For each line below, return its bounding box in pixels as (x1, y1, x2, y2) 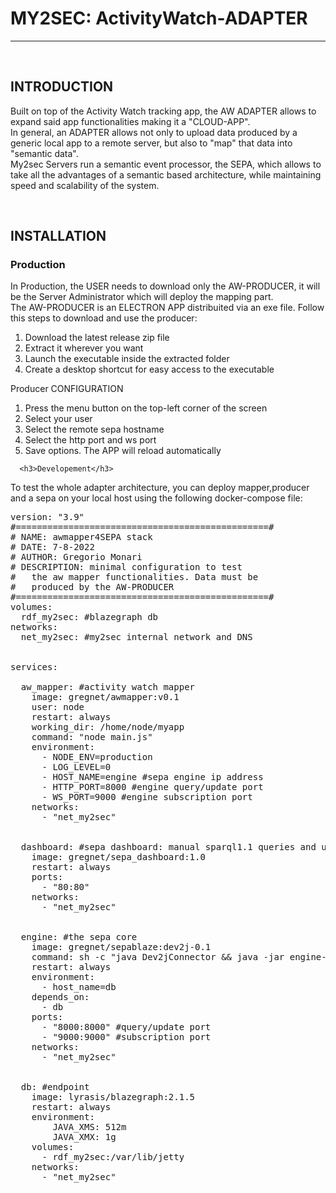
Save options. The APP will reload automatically (24, 445, 222, 457)
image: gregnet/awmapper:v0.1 (31, 692, 180, 703)
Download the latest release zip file (24, 332, 170, 344)
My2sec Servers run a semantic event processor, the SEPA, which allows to (10, 158, 322, 170)
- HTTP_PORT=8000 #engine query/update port (41, 782, 264, 793)
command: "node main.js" (31, 732, 153, 743)
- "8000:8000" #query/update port (41, 1022, 212, 1033)
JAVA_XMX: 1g (52, 1132, 117, 1143)
